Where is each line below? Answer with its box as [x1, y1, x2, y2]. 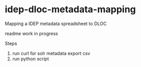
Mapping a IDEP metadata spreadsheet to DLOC [5, 20, 107, 27]
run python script [12, 55, 49, 62]
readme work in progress [5, 30, 59, 36]
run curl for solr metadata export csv [12, 50, 91, 56]
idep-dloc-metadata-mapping [5, 4, 136, 15]
